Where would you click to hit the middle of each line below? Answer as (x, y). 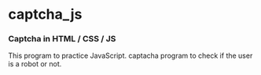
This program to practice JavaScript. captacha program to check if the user (130, 55)
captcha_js (45, 14)
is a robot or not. (35, 64)
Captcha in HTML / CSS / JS (62, 39)
